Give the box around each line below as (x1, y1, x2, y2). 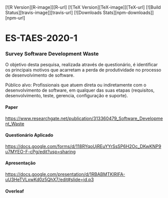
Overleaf (5, 188, 24, 194)
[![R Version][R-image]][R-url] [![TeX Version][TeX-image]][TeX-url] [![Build (5, 5, 161, 10)
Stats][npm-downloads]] (103, 10, 154, 16)
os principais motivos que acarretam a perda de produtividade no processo (5, 67, 161, 73)
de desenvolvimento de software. (5, 72, 74, 78)
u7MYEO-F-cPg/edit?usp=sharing (5, 148, 76, 154)
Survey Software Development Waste (5, 50, 99, 57)
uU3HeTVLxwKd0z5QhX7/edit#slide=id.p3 (5, 176, 94, 182)
